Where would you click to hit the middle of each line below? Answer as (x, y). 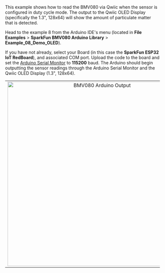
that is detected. (22, 23)
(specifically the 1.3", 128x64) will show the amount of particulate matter (78, 17)
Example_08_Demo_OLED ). (33, 43)
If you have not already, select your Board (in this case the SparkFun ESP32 (82, 52)
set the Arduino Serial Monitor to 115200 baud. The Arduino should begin (79, 63)
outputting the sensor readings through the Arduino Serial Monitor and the (80, 68)
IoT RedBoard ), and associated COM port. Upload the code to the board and (82, 58)
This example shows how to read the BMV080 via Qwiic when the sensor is (81, 7)
